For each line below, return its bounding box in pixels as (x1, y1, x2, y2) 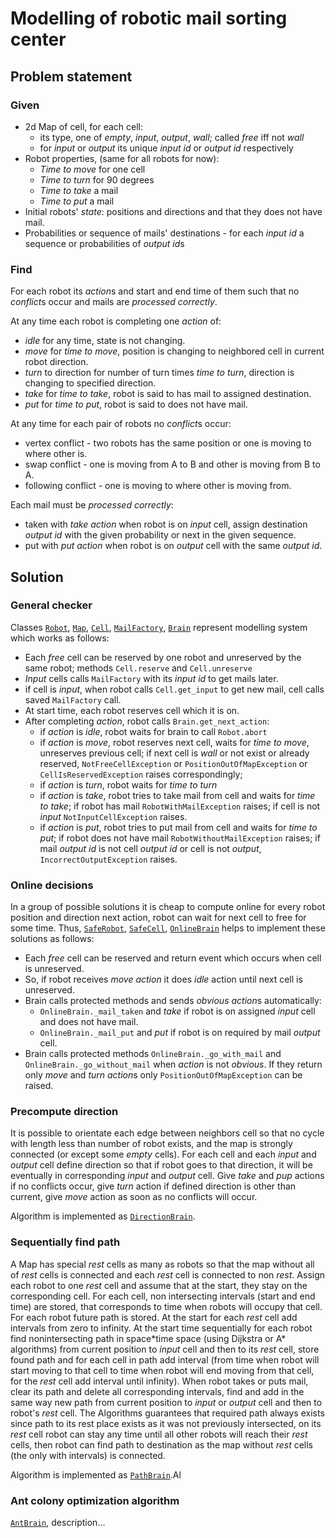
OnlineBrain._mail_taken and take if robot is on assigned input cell (39, 1005, 316, 1017)
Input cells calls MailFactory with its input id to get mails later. (24, 672, 279, 684)
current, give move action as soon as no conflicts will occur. (10, 1191, 258, 1203)
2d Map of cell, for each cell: (24, 120, 144, 132)
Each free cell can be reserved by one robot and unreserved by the (24, 651, 302, 663)
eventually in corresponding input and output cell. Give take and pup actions (10, 1170, 325, 1182)
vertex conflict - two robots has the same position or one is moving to (24, 437, 312, 449)
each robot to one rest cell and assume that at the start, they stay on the (10, 1279, 308, 1291)
